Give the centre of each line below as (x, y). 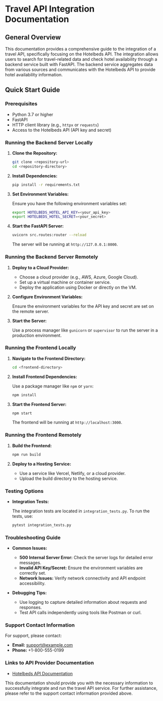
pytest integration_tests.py (42, 525)
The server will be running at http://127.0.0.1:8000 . (65, 245)
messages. (30, 563)
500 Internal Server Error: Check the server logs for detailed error (86, 558)
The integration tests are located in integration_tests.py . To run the (81, 511)
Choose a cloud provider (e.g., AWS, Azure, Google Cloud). (79, 277)
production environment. (37, 335)
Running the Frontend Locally (41, 348)
